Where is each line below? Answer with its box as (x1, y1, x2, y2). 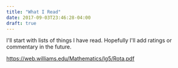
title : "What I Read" (6, 8, 61, 15)
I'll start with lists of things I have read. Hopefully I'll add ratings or (6, 37, 172, 44)
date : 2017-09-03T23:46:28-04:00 (6, 15, 91, 21)
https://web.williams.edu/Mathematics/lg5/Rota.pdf (6, 55, 135, 63)
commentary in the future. (6, 43, 72, 50)
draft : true (6, 20, 36, 26)
